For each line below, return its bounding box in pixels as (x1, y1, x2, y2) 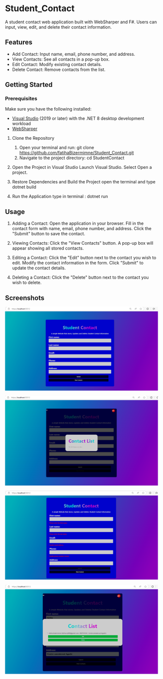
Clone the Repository (12, 135, 55, 141)
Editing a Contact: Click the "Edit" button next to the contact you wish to (12, 255, 157, 261)
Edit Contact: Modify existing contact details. (12, 61, 102, 67)
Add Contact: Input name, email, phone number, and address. (12, 51, 135, 57)
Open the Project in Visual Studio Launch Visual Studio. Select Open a (12, 165, 152, 170)
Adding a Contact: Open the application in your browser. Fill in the (12, 220, 144, 226)
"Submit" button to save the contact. (12, 231, 85, 237)
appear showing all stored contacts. (12, 246, 84, 251)
